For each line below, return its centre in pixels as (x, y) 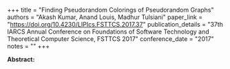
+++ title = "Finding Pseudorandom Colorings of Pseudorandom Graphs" (111, 10)
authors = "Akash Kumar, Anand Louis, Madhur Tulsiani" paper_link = (105, 17)
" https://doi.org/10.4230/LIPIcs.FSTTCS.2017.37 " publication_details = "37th (115, 24)
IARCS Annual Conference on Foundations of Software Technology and (108, 31)
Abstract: (21, 59)
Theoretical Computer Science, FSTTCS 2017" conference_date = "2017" (111, 39)
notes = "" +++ (29, 46)
